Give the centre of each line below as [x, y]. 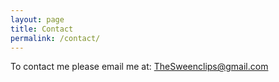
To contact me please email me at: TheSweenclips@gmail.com [139, 67]
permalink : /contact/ [55, 38]
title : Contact [42, 29]
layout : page [37, 19]
